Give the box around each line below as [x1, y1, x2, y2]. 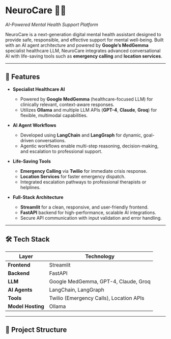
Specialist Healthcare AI [12, 86, 65, 92]
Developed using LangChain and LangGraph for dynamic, [20, 132, 142, 138]
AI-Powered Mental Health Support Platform [5, 21, 98, 28]
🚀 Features [5, 72, 40, 81]
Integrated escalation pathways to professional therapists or [20, 178, 147, 185]
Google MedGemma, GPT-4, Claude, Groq [49, 278, 151, 285]
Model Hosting [8, 303, 44, 310]
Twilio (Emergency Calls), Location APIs [49, 294, 145, 301]
